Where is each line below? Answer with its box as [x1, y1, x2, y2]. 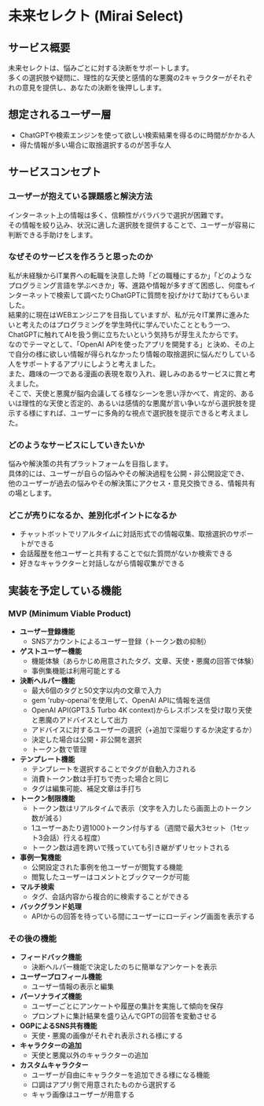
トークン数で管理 [31, 745, 87, 754]
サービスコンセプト [8, 166, 101, 179]
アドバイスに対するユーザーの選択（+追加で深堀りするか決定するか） [31, 725, 257, 734]
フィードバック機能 [19, 952, 82, 962]
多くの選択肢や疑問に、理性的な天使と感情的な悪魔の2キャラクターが [8, 73, 233, 82]
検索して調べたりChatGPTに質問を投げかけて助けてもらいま [56, 290, 251, 299]
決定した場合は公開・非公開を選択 [31, 735, 142, 745]
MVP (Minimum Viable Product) [8, 608, 131, 619]
